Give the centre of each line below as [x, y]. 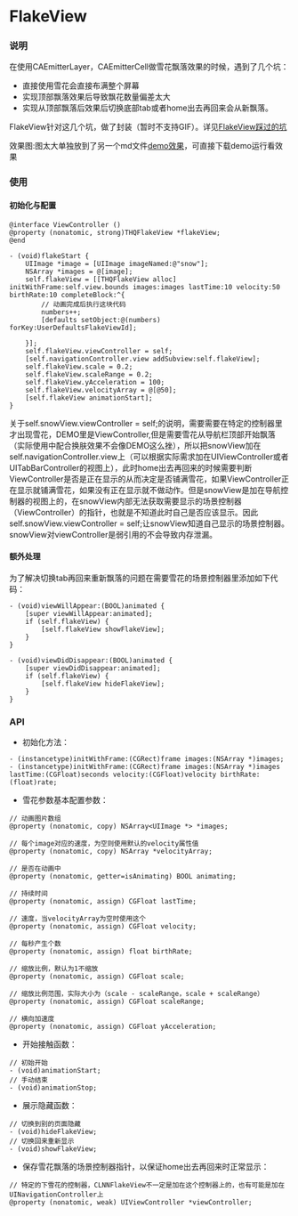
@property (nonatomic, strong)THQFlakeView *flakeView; [115, 232]
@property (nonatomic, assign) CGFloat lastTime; [103, 902]
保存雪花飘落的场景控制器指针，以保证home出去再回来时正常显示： [145, 1167]
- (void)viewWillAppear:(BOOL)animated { [87, 606]
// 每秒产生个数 [35, 944]
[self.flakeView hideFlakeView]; [103, 684]
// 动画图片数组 [35, 819]
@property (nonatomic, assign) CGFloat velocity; [103, 927]
